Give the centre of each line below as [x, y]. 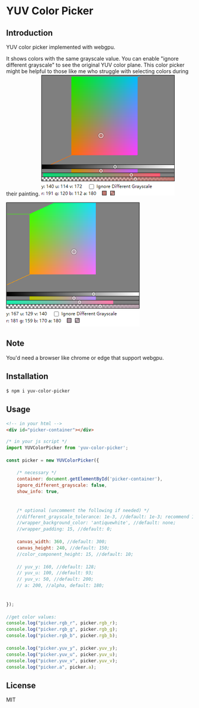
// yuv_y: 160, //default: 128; [57, 567]
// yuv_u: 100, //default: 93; [55, 573]
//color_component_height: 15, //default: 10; [75, 554]
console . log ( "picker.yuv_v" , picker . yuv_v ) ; [62, 660]
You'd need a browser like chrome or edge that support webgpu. [85, 358]
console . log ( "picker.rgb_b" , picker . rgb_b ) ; [62, 636]
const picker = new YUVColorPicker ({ [53, 460]
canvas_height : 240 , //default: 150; [63, 548]
